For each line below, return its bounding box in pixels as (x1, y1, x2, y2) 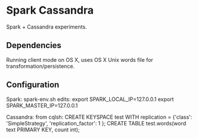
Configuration (6, 80, 60, 90)
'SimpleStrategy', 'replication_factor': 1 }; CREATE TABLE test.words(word (6, 119, 187, 127)
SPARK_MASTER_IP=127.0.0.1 (6, 102, 78, 109)
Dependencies (6, 40, 61, 50)
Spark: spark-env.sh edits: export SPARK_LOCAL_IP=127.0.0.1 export (6, 96, 174, 103)
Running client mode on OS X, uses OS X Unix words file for (6, 56, 153, 63)
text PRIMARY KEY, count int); (6, 126, 80, 133)
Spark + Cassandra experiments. (6, 23, 88, 30)
